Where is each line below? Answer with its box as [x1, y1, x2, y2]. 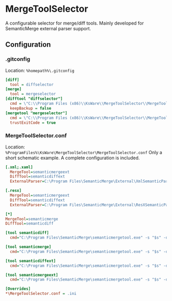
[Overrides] [5, 286, 31, 292]
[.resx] [5, 188, 22, 193]
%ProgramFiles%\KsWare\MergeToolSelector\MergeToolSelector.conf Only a [5, 149, 162, 155]
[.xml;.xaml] [5, 164, 33, 169]
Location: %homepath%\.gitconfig [5, 67, 75, 73]
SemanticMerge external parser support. [5, 25, 91, 31]
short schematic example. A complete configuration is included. [5, 155, 140, 161]
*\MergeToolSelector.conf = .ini [5, 291, 77, 296]
